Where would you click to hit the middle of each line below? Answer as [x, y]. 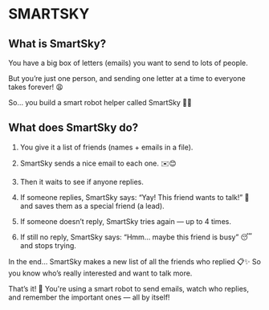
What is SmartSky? [57, 44]
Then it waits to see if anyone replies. [82, 182]
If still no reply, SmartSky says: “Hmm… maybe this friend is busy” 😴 [136, 237]
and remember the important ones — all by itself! [89, 297]
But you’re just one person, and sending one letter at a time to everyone [127, 78]
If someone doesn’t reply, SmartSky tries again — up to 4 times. [125, 221]
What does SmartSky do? [73, 128]
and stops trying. [48, 245]
